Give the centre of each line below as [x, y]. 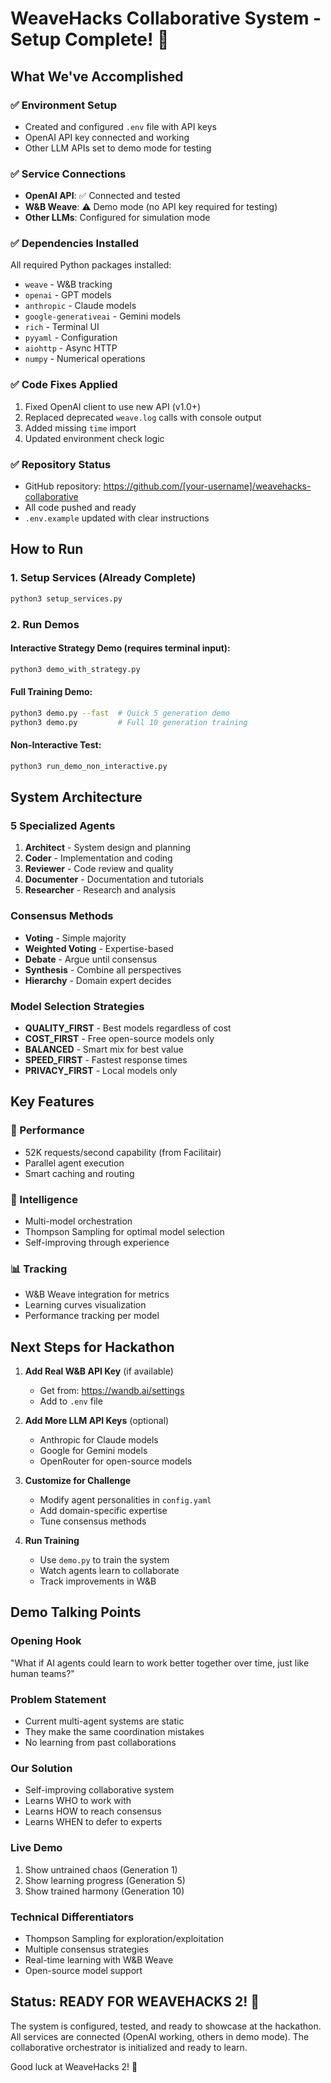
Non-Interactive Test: [56, 745]
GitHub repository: [63, 486]
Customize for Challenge [78, 1481]
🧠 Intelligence [44, 1199]
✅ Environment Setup [63, 105]
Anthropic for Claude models [99, 1440]
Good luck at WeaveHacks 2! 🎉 [74, 2066]
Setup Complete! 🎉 [90, 39]
